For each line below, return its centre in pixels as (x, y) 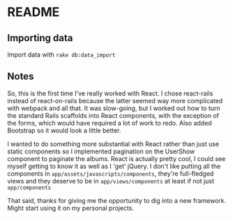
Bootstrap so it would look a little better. (64, 130)
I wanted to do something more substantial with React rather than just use (113, 144)
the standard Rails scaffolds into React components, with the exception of (113, 115)
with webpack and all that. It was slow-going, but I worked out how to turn (114, 108)
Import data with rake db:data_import (61, 54)
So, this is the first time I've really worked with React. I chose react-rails (110, 93)
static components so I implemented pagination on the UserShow (101, 151)
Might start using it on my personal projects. (71, 208)
